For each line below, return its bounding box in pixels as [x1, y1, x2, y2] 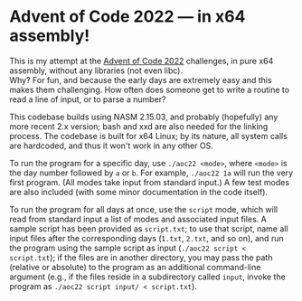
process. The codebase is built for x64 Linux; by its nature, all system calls [9, 130, 288, 141]
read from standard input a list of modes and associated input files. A [9, 213, 267, 224]
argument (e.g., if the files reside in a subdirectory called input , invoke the [9, 271, 287, 282]
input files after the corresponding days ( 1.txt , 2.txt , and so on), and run [9, 232, 284, 243]
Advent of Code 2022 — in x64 [9, 6, 246, 27]
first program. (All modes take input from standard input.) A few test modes [9, 176, 290, 187]
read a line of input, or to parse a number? [9, 93, 166, 105]
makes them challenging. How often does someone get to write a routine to [9, 84, 290, 95]
